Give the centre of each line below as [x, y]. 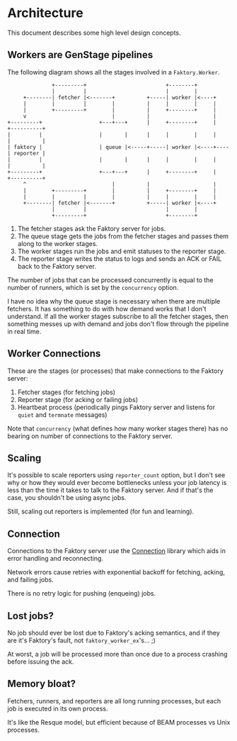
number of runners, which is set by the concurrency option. [93, 287]
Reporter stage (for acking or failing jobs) [78, 399]
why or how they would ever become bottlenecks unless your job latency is [117, 483]
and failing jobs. [31, 580]
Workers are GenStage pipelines [80, 55]
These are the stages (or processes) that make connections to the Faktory [116, 371]
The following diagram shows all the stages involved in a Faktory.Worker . [114, 72]
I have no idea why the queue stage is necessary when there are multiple [114, 301]
